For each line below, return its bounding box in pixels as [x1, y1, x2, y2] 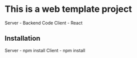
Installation [4, 34, 40, 43]
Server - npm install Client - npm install [4, 47, 85, 53]
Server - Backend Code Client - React [4, 20, 83, 26]
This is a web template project [4, 3, 132, 15]
